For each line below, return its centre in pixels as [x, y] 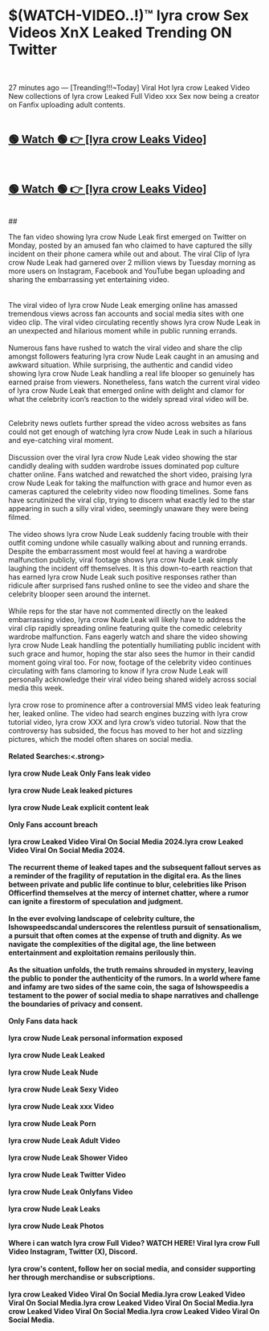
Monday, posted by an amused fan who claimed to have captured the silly [130, 245]
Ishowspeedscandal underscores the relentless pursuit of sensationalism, [135, 927]
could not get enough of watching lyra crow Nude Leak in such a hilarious [130, 432]
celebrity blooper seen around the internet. [79, 594]
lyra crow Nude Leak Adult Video [64, 1141]
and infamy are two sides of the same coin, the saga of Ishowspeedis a [128, 986]
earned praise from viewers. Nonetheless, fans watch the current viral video [134, 382]
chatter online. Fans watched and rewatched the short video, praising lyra [130, 474]
